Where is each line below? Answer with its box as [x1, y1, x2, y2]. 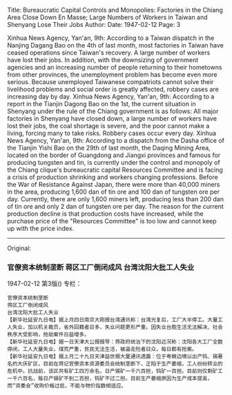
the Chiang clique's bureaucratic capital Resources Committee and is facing [7, 165, 223, 174]
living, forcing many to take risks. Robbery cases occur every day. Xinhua [7, 129, 216, 137]
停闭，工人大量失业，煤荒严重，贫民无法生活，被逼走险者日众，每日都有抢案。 [7, 346, 197, 353]
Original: [7, 244, 32, 252]
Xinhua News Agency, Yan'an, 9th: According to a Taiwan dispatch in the [7, 34, 215, 42]
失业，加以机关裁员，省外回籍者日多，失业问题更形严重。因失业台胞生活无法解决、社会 [12, 324, 223, 331]
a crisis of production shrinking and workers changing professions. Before [7, 173, 219, 181]
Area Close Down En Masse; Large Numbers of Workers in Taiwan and [7, 13, 209, 21]
